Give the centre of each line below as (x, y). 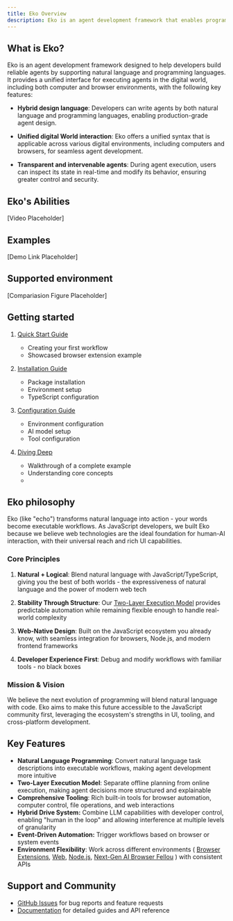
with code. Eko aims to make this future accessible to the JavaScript (105, 707)
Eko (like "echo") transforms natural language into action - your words (107, 519)
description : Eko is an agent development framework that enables (105, 20)
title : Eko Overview (37, 14)
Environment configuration (66, 424)
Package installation (56, 382)
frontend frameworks (48, 645)
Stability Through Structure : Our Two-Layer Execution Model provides (119, 602)
